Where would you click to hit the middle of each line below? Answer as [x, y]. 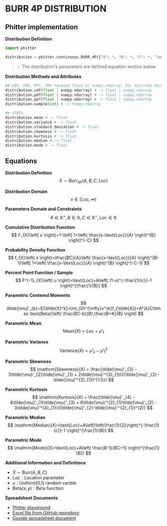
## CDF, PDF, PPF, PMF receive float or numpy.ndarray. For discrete [79, 86]
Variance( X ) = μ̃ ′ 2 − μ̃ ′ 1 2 [83, 351]
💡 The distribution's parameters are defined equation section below [86, 66]
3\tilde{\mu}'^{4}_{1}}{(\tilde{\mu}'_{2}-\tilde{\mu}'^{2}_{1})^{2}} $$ [83, 408]
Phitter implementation [42, 27]
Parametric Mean [23, 323]
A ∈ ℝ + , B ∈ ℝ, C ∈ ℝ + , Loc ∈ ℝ [83, 217]
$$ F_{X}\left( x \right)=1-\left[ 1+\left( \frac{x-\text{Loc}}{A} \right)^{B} [83, 235]
